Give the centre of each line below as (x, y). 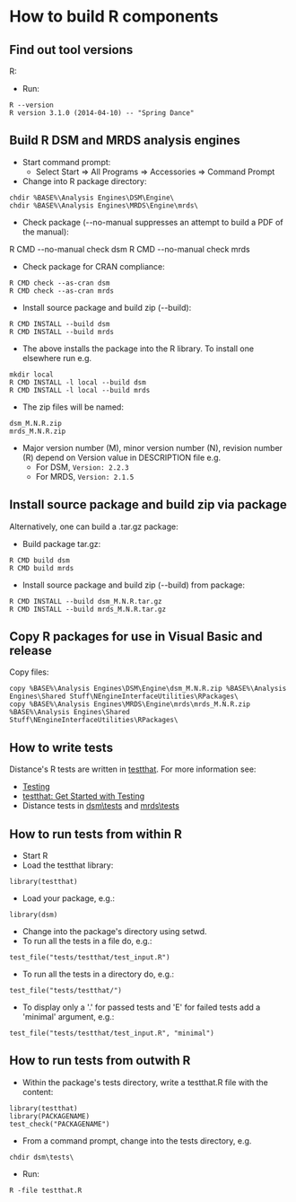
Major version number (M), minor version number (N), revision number (152, 447)
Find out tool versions (71, 50)
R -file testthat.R (46, 1190)
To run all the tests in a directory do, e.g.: (98, 974)
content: (38, 1092)
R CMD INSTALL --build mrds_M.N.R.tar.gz (88, 609)
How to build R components (114, 17)
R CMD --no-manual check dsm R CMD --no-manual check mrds (130, 249)
